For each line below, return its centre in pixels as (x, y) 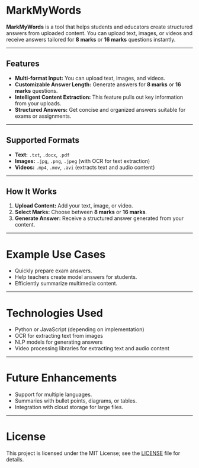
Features (23, 64)
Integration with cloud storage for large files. (69, 407)
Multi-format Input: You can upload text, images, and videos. (90, 78)
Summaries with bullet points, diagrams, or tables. (76, 401)
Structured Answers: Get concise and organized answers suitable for (100, 109)
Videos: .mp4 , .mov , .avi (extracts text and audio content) (85, 167)
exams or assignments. (43, 116)
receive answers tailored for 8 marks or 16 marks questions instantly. (91, 39)
